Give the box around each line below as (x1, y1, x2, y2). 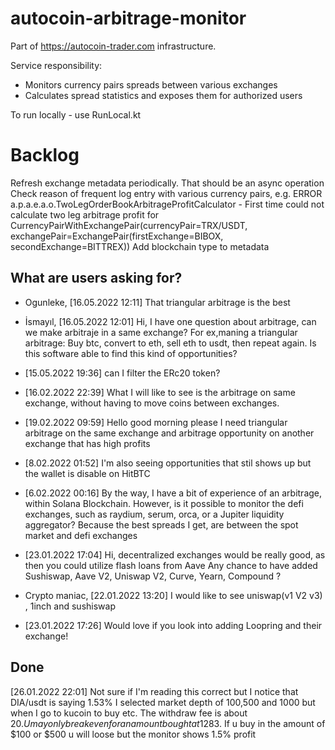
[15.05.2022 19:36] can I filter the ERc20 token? (24, 367, 221, 379)
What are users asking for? (10, 270, 183, 287)
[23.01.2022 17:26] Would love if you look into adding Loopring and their (24, 619, 323, 631)
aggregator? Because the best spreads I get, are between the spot (24, 518, 299, 531)
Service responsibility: (10, 59, 103, 71)
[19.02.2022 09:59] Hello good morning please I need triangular (24, 416, 288, 428)
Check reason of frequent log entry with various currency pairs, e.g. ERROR (10, 187, 323, 199)
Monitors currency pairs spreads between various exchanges (24, 78, 278, 91)
